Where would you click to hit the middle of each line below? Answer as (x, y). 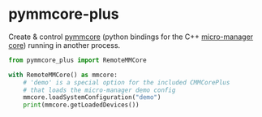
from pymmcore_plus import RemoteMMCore (78, 60)
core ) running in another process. (64, 45)
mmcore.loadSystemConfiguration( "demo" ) (92, 97)
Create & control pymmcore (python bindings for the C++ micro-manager (131, 37)
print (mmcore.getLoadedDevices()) (81, 105)
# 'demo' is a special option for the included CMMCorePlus (127, 82)
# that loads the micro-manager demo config (99, 90)
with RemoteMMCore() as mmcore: (63, 75)
